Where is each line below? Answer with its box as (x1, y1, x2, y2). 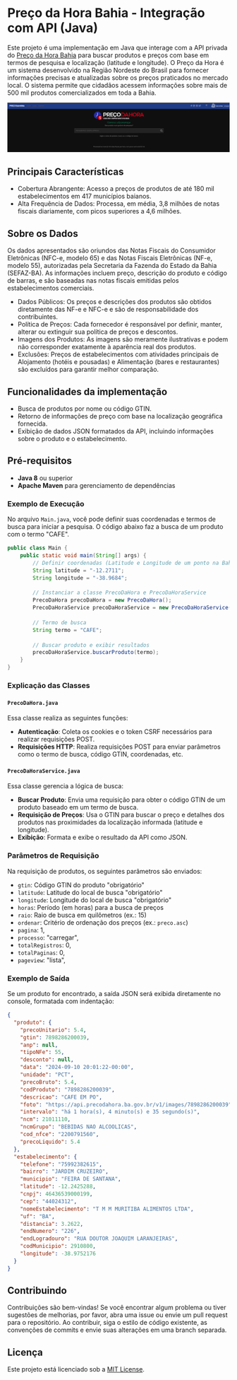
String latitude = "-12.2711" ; (32, 567, 125, 574)
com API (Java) (7, 20, 99, 36)
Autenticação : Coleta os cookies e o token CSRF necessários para (17, 727, 213, 736)
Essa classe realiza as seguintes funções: (7, 714, 128, 723)
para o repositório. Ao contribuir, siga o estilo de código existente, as (7, 1318, 208, 1327)
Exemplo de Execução (7, 498, 85, 508)
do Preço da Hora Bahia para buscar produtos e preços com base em (7, 51, 209, 59)
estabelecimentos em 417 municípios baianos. (17, 192, 152, 201)
